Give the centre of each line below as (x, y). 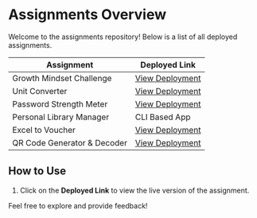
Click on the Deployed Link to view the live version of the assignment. (134, 190)
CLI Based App (163, 117)
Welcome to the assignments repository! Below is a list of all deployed (123, 37)
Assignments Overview (88, 15)
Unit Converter (40, 91)
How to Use (37, 171)
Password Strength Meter (60, 103)
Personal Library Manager (61, 117)
